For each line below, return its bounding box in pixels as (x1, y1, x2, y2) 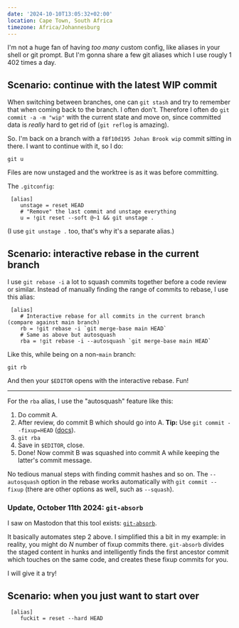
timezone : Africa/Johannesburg (7, 23, 100, 31)
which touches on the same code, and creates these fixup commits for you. (7, 555, 229, 564)
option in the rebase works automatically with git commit (41, 478, 208, 486)
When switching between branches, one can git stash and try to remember (7, 98, 231, 107)
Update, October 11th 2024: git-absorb (7, 503, 144, 513)
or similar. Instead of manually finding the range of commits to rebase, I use (7, 286, 229, 293)
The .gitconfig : (7, 182, 55, 191)
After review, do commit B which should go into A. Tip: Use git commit (17, 418, 225, 426)
